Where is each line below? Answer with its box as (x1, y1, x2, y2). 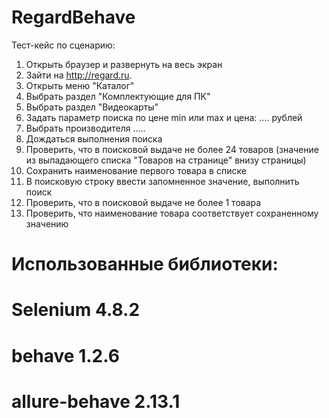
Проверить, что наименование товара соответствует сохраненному (25, 207, 319, 219)
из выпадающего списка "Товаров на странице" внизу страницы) (25, 154, 307, 166)
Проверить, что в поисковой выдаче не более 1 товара (25, 196, 262, 208)
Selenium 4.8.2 (11, 299, 141, 321)
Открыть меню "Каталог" (25, 79, 135, 91)
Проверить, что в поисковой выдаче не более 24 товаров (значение (25, 143, 319, 155)
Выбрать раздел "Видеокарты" (25, 101, 159, 113)
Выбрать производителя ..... (25, 122, 146, 134)
